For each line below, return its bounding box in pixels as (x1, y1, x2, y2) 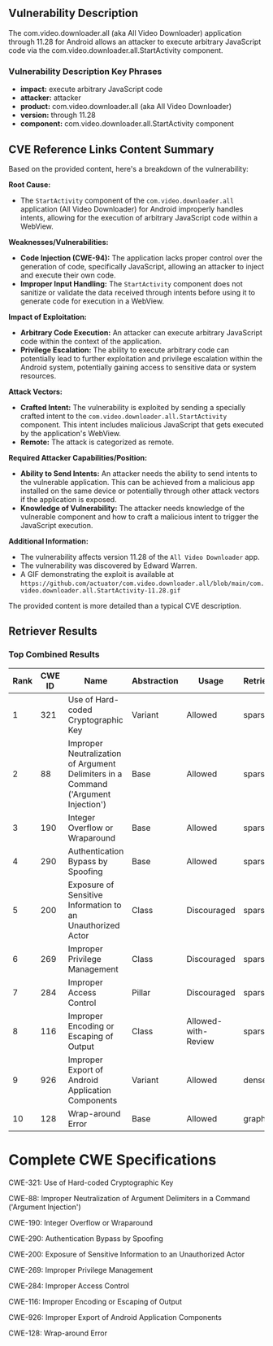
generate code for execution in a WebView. (19, 296, 165, 306)
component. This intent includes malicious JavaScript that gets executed (19, 419, 264, 430)
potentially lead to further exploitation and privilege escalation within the (19, 353, 262, 363)
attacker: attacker (19, 93, 81, 103)
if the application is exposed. (19, 494, 117, 504)
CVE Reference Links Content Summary (8, 142, 214, 156)
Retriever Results (8, 624, 97, 638)
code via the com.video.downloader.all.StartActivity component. (8, 45, 223, 55)
